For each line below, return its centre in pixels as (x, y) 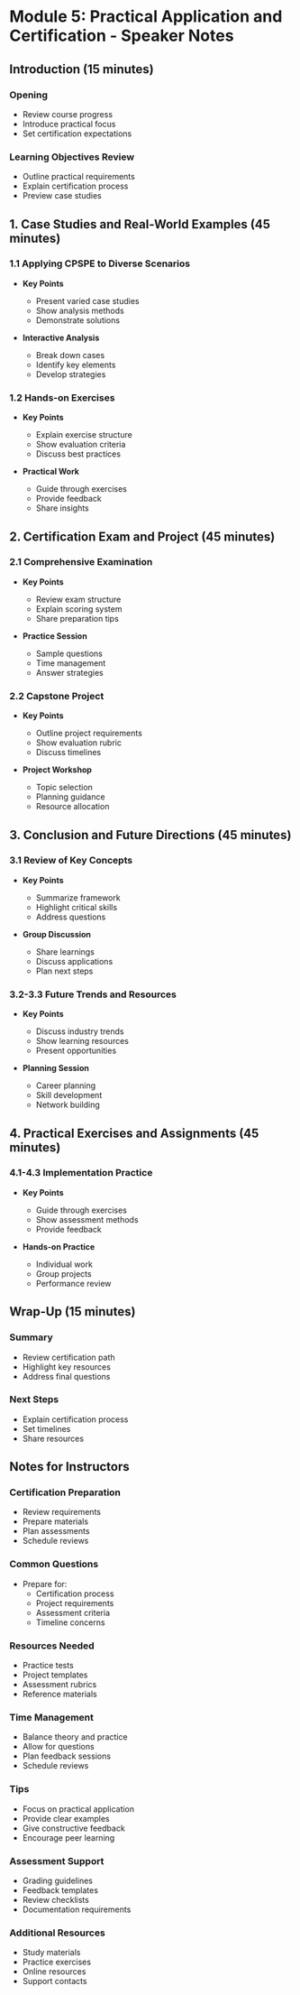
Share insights (62, 508)
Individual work (64, 1264)
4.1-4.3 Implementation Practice (81, 1173)
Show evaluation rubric (78, 743)
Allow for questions (58, 1747)
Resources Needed (52, 1646)
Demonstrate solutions (77, 320)
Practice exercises (57, 1962)
